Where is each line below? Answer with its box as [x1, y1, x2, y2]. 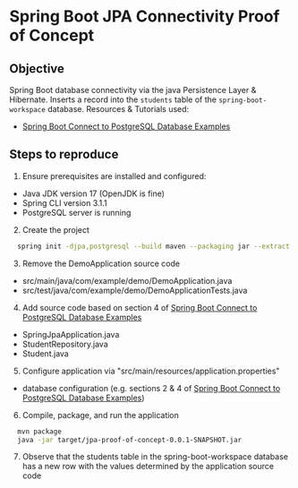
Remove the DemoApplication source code [21, 258, 181, 269]
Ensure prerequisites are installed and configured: [21, 170, 207, 181]
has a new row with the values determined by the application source [21, 461, 275, 472]
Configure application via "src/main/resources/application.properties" [21, 365, 280, 376]
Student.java [21, 347, 69, 359]
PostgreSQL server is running [21, 207, 132, 218]
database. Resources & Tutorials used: [47, 104, 190, 114]
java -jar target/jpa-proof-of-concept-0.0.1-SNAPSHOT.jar [17, 435, 243, 444]
